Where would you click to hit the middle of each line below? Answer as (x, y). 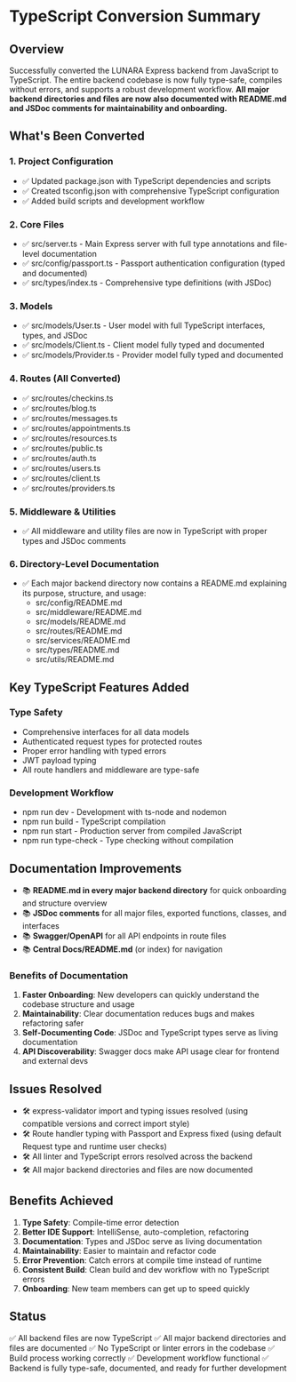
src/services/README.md (83, 641)
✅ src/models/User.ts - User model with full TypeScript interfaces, (144, 325)
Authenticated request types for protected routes (112, 741)
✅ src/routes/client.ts (61, 478)
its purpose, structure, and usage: (84, 594)
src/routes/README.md (79, 631)
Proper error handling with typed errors (94, 751)
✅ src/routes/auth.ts (59, 458)
